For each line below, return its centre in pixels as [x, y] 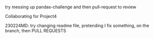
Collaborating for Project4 [31, 16]
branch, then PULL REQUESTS [36, 31]
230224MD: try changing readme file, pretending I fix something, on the [77, 25]
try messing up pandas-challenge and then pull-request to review [71, 7]
